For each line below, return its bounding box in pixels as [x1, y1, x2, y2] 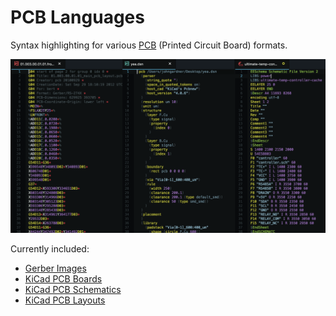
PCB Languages [10, 6, 145, 29]
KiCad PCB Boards [24, 272, 103, 285]
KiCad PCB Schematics [24, 283, 122, 295]
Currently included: [10, 242, 90, 255]
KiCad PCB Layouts [24, 294, 106, 306]
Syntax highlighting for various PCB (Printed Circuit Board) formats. [10, 39, 288, 51]
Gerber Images [24, 262, 87, 274]
